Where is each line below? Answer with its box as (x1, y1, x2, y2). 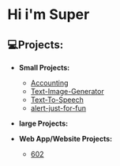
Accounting (30, 78, 69, 88)
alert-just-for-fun (30, 104, 87, 112)
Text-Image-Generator (30, 87, 104, 96)
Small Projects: (18, 63, 70, 72)
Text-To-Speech (30, 95, 84, 104)
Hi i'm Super (7, 6, 90, 24)
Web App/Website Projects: (18, 134, 112, 143)
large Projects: (18, 119, 69, 128)
